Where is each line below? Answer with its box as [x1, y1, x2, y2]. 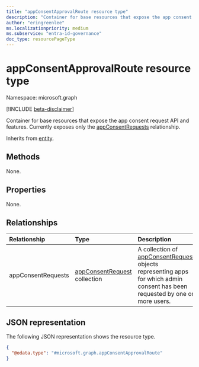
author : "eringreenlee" [6, 20, 65, 25]
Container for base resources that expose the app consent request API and [6, 117, 190, 124]
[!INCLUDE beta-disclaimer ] [6, 105, 74, 113]
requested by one [137, 290, 187, 298]
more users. [137, 297, 171, 305]
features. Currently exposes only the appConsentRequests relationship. [6, 123, 181, 130]
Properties [6, 185, 46, 195]
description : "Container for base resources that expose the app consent [6, 14, 192, 20]
